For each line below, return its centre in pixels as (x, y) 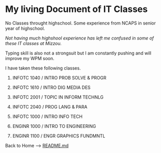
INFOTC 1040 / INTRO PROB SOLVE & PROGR (59, 77)
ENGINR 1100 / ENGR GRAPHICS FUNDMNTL (59, 135)
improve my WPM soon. (30, 58)
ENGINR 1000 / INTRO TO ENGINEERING (54, 126)
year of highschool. (25, 28)
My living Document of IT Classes (76, 9)
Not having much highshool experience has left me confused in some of (79, 38)
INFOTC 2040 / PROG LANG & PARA (50, 106)
